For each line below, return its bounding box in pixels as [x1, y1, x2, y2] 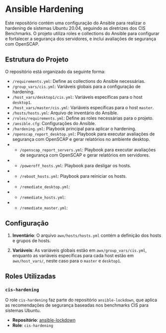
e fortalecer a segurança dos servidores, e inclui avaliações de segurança [5, 36, 156, 42]
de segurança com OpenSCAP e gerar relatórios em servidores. [19, 152, 150, 158]
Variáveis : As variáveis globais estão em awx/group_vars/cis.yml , [12, 247, 147, 253]
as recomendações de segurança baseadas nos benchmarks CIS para [5, 302, 149, 308]
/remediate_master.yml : [19, 204, 68, 210]
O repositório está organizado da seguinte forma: [5, 68, 106, 74]
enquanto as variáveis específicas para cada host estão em [12, 252, 134, 259]
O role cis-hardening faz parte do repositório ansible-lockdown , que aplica [5, 297, 158, 303]
